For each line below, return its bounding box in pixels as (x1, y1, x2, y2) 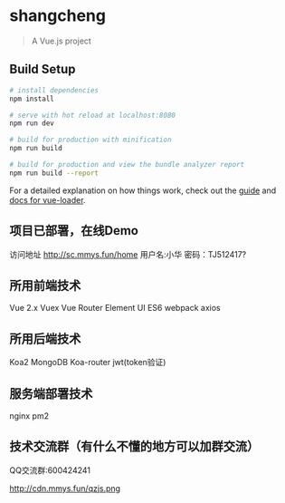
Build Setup (9, 62, 76, 77)
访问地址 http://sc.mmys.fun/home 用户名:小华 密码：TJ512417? (9, 248, 247, 259)
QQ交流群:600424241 (9, 464, 90, 476)
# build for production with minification (9, 135, 172, 145)
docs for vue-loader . (9, 194, 86, 205)
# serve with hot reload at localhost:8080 (9, 111, 176, 120)
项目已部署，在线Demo (9, 223, 138, 238)
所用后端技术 (9, 331, 81, 346)
